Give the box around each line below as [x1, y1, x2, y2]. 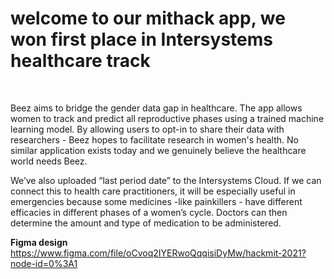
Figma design [10, 236, 68, 248]
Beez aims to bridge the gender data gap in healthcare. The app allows [10, 102, 303, 114]
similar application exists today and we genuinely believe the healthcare [10, 144, 307, 156]
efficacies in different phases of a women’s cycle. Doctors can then [10, 206, 288, 218]
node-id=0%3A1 [10, 257, 78, 269]
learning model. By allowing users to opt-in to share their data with [10, 123, 285, 135]
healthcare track [10, 50, 151, 72]
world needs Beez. [10, 155, 88, 167]
